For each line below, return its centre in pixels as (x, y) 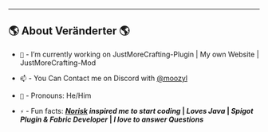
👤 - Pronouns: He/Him (55, 95)
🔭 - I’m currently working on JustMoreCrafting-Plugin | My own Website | (139, 54)
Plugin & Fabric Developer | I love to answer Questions (112, 119)
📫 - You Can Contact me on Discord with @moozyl (104, 78)
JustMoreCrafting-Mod (58, 62)
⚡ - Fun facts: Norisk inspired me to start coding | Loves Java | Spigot (136, 111)
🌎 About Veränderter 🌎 (69, 31)
